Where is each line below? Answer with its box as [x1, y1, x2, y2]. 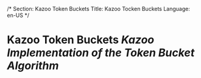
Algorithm [7, 59, 59, 73]
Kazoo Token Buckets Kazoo [7, 33, 155, 47]
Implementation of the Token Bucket [7, 46, 195, 60]
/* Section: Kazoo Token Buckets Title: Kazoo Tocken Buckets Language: [7, 5, 191, 12]
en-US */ [7, 12, 30, 19]
